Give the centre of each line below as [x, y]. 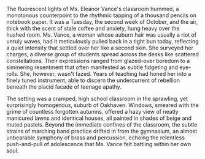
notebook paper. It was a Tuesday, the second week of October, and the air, [102, 22]
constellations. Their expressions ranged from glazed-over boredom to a [98, 61]
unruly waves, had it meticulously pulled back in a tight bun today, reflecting [102, 41]
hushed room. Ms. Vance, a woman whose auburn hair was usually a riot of [102, 35]
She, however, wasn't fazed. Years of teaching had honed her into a [106, 74]
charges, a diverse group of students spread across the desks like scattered [103, 54]
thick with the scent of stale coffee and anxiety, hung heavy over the [93, 28]
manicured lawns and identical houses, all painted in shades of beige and [99, 118]
